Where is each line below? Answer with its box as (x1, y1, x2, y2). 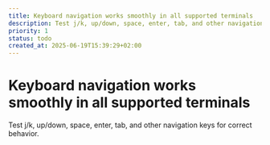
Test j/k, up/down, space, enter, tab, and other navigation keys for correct (8, 120, 252, 130)
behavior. (8, 129, 39, 139)
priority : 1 (8, 27, 48, 35)
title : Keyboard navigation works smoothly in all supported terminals (8, 11, 253, 20)
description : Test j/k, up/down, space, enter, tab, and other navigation (8, 19, 264, 27)
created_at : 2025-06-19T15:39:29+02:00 (8, 42, 142, 50)
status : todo (8, 34, 52, 43)
